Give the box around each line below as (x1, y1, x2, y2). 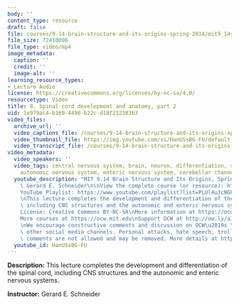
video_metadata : (7, 149, 55, 156)
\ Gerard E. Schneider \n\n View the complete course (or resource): (20, 182, 224, 189)
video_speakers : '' (14, 156, 72, 163)
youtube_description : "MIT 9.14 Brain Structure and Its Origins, (14, 175, 215, 183)
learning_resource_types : (7, 76, 84, 84)
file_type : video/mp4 (7, 43, 72, 50)
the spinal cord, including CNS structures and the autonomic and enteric (7, 268, 219, 277)
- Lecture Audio (7, 83, 55, 90)
